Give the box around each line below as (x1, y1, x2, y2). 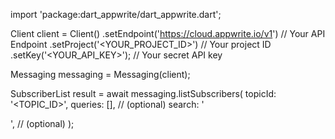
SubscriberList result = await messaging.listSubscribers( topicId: (10, 88, 277, 99)
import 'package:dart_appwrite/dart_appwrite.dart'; (10, 9, 222, 20)
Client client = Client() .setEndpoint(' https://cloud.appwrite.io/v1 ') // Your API (10, 28, 326, 39)
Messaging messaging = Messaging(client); (10, 69, 191, 80)
